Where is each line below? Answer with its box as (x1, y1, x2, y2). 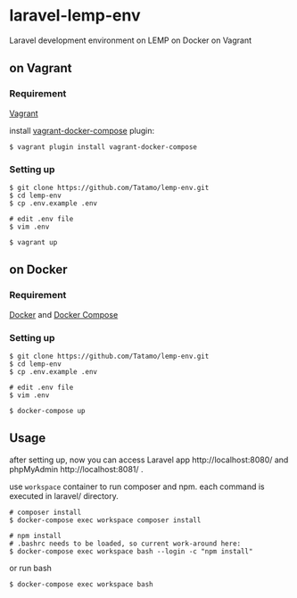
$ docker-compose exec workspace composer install (9, 515, 202, 525)
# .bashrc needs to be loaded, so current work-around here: (9, 539, 242, 548)
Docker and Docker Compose (9, 309, 119, 320)
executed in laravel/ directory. (9, 490, 119, 501)
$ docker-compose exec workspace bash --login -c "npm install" (9, 546, 253, 556)
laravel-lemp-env (9, 5, 141, 26)
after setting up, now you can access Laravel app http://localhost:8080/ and (9, 454, 289, 465)
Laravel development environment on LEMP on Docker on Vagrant (9, 35, 252, 46)
